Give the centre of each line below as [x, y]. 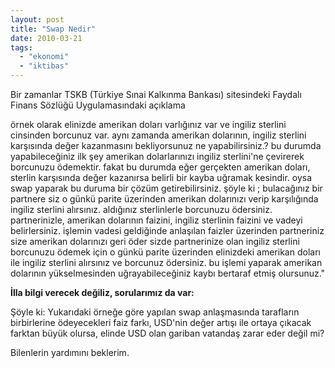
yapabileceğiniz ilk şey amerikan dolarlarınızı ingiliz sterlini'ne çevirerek [157, 156]
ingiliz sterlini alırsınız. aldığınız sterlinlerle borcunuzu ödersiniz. [141, 209]
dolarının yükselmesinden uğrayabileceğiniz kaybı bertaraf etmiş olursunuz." [168, 273]
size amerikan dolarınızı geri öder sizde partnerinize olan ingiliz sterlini [155, 241]
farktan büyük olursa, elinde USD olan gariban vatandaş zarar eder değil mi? [167, 333]
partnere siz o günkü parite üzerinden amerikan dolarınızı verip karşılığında [164, 199]
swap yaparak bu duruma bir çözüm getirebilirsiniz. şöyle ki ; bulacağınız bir [166, 188]
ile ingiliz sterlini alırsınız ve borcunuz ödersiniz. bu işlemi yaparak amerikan [166, 262]
